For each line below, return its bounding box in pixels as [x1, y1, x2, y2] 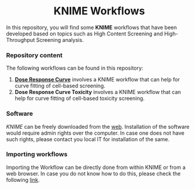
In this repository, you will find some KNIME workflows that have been [6, 24, 177, 31]
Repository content [6, 51, 63, 59]
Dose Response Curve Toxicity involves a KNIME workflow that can [14, 89, 181, 96]
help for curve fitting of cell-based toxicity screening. [14, 95, 145, 102]
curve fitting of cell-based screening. [14, 82, 106, 89]
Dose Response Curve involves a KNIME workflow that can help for [14, 76, 180, 83]
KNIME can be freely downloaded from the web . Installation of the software [6, 123, 190, 130]
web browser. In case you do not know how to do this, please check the [6, 170, 181, 177]
